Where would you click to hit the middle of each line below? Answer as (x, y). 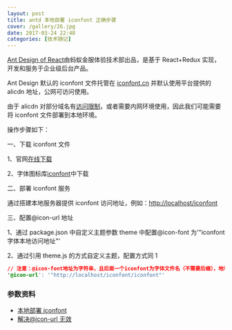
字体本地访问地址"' (34, 241)
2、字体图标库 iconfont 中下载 (48, 174)
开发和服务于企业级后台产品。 (49, 68)
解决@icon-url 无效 (44, 319)
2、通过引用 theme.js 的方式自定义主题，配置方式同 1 (83, 255)
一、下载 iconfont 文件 (39, 144)
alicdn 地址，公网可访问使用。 (50, 92)
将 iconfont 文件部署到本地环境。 (54, 115)
